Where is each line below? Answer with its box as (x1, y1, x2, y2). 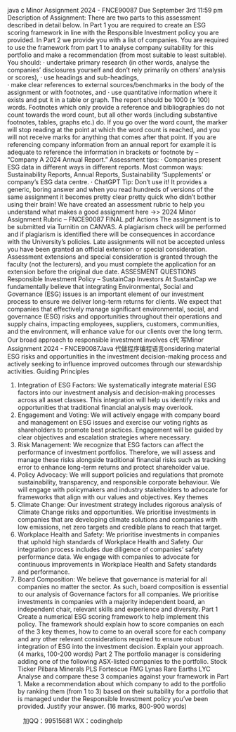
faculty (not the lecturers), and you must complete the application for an (7, 260, 216, 268)
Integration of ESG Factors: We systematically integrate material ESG (17, 381, 216, 389)
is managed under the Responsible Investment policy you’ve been (17, 695, 209, 702)
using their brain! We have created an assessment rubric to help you (7, 200, 205, 208)
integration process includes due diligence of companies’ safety (17, 545, 204, 553)
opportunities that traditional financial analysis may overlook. (17, 404, 194, 411)
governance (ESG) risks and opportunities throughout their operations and (7, 312, 223, 321)
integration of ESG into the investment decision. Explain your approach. (17, 643, 224, 650)
